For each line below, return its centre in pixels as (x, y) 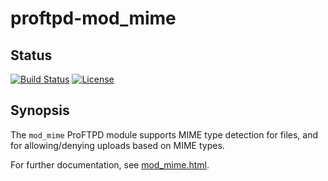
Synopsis (40, 110)
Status (31, 55)
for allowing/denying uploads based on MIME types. (117, 145)
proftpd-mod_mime (93, 18)
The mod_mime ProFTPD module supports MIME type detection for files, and (164, 134)
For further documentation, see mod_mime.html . (110, 164)
